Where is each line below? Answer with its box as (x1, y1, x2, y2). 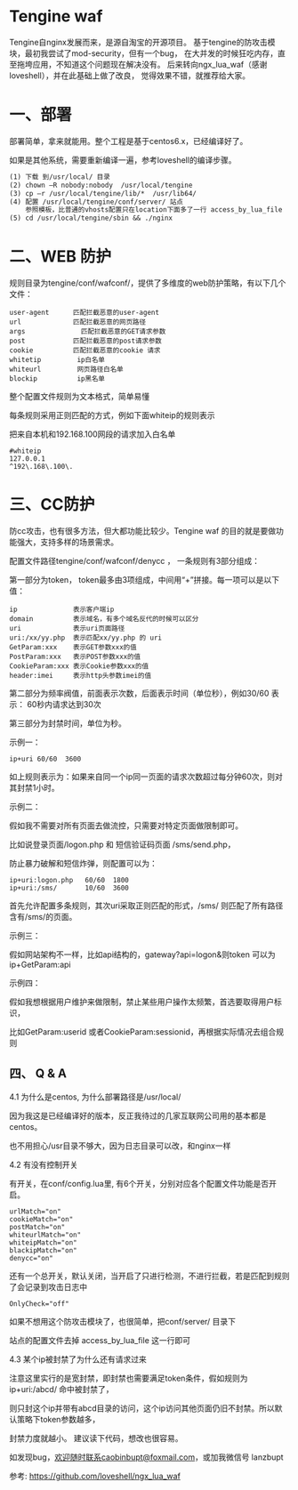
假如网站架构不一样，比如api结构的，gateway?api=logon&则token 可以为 (9, 949, 276, 960)
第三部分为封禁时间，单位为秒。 (9, 718, 126, 729)
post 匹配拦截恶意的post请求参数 (9, 336, 162, 346)
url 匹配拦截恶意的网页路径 (9, 318, 147, 326)
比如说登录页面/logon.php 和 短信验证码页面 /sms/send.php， (9, 839, 236, 850)
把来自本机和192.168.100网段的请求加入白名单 (9, 429, 176, 439)
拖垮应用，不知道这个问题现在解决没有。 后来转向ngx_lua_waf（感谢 (16, 59, 268, 69)
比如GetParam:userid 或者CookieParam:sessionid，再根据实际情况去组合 (9, 1027, 277, 1037)
